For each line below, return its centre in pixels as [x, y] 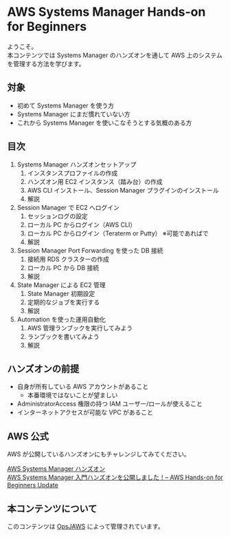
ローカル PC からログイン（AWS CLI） [82, 224]
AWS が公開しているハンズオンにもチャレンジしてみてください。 [99, 454]
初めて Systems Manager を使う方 [66, 105]
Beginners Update [33, 485]
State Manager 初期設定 [61, 293]
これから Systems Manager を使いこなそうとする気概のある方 [104, 123]
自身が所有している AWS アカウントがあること [83, 387]
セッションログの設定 [57, 216]
